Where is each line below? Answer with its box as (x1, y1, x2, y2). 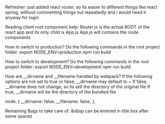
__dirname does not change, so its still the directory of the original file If (5, 84, 150, 90)
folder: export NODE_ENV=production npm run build (5, 49, 111, 55)
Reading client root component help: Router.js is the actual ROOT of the (5, 24, 150, 30)
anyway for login (5, 15, 39, 20)
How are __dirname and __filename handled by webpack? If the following (5, 74, 153, 79)
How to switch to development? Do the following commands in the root (5, 59, 149, 64)
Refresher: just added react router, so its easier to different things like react (5, 4, 158, 10)
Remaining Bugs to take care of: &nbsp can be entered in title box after (5, 108, 149, 114)
